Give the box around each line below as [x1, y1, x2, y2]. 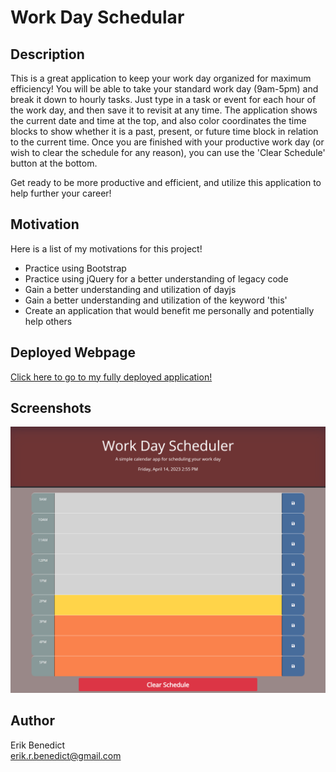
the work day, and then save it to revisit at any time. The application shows [10, 104, 318, 116]
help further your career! [10, 187, 112, 199]
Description [10, 46, 85, 63]
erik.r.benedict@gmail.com [10, 749, 122, 761]
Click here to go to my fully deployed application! [10, 371, 213, 383]
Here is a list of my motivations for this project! [10, 242, 203, 255]
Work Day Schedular [10, 6, 185, 29]
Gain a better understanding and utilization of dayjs [24, 283, 237, 295]
